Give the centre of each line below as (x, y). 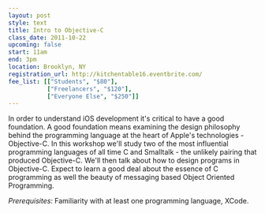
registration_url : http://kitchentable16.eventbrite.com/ (105, 74)
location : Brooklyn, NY (47, 67)
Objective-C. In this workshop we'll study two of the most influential (118, 144)
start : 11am (28, 52)
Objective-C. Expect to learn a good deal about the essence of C (114, 169)
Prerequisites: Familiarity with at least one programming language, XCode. (129, 201)
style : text (28, 23)
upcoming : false (35, 45)
